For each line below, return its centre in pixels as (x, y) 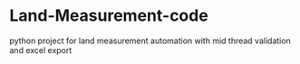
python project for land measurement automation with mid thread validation (150, 41)
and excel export (41, 50)
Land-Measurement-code (109, 16)
